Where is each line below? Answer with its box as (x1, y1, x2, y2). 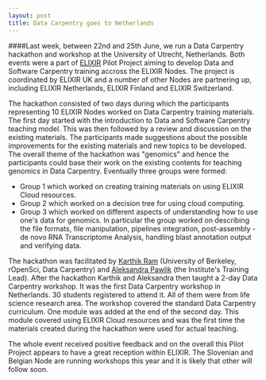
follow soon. (8, 364, 48, 374)
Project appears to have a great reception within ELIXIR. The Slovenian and (8, 347, 254, 357)
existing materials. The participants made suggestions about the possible (8, 132, 248, 142)
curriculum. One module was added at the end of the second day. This (8, 307, 240, 316)
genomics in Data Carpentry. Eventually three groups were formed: (8, 166, 228, 176)
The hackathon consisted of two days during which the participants (8, 99, 229, 108)
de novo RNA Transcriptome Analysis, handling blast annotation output (19, 232, 252, 242)
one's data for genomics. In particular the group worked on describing (19, 215, 250, 225)
